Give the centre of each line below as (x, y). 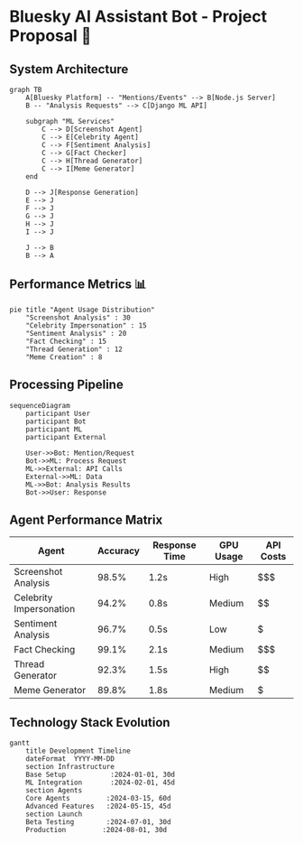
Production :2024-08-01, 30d (96, 830)
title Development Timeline (78, 751)
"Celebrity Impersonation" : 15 (86, 325)
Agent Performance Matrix (86, 520)
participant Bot (56, 421)
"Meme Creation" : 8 (64, 357)
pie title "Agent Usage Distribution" (82, 310)
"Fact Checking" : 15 (66, 341)
